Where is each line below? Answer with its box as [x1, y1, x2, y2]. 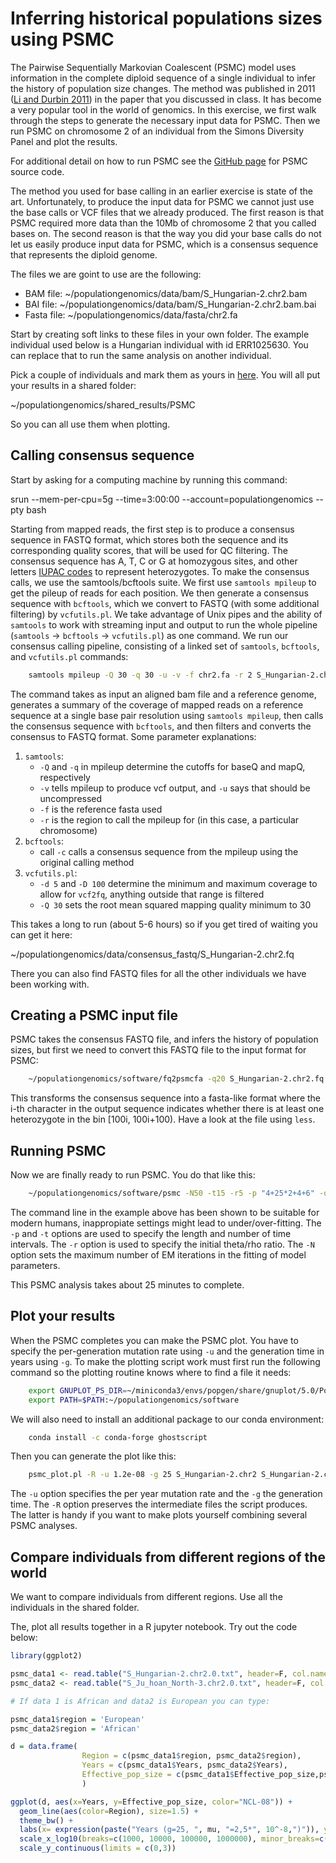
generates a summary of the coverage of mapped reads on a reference [10, 698, 304, 711]
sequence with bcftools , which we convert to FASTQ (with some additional [10, 597, 320, 609]
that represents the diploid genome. [10, 248, 158, 261]
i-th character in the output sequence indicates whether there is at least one [10, 1103, 325, 1115]
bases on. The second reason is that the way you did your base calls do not [10, 227, 322, 239]
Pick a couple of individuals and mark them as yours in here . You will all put [10, 368, 321, 381]
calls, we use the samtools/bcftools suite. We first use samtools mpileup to [10, 576, 317, 588]
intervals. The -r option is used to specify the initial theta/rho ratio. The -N [10, 1238, 315, 1250]
